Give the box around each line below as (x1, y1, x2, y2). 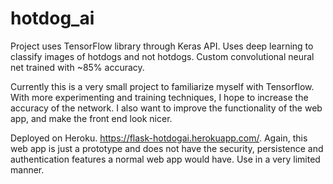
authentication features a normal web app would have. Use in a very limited (10, 153, 321, 165)
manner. (10, 163, 45, 176)
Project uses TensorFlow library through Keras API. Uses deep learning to (10, 40, 314, 52)
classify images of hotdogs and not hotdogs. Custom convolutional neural (10, 50, 315, 62)
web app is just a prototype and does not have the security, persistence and (10, 142, 324, 154)
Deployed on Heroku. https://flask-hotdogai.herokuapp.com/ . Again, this (10, 132, 308, 144)
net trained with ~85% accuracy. (10, 61, 145, 73)
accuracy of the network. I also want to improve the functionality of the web (10, 102, 323, 114)
